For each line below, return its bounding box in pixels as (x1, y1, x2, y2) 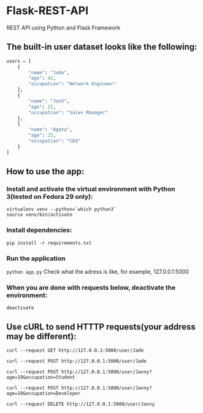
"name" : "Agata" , (28, 126, 72, 133)
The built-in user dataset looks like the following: (6, 42, 197, 52)
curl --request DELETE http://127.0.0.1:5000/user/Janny (6, 401, 155, 407)
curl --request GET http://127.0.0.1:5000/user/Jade (6, 347, 144, 353)
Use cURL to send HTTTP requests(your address (6, 322, 196, 332)
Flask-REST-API (6, 4, 89, 18)
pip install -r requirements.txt (6, 240, 92, 246)
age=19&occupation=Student (6, 374, 75, 380)
